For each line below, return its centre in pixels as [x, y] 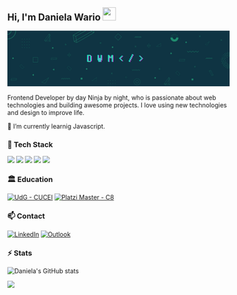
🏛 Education [30, 179]
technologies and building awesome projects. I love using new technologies [117, 105]
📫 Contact [26, 216]
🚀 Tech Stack [30, 144]
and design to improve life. [46, 112]
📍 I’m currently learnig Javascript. [56, 126]
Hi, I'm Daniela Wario [54, 17]
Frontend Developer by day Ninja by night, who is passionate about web [112, 97]
